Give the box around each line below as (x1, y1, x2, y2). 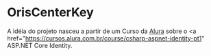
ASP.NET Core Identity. (7, 41, 73, 49)
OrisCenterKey (7, 5, 94, 20)
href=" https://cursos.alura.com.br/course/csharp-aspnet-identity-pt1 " (7, 34, 205, 42)
